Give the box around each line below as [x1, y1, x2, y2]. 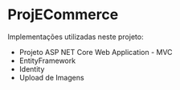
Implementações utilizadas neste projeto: [7, 32, 144, 41]
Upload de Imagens [18, 72, 85, 82]
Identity [18, 64, 45, 73]
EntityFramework [18, 56, 76, 65]
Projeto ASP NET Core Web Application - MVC [18, 47, 174, 57]
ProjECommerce [7, 6, 119, 24]
